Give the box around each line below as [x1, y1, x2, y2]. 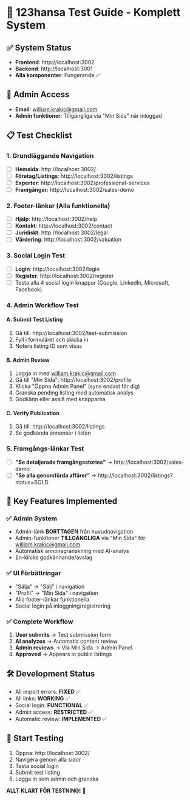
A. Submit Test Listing [6, 316, 63, 324]
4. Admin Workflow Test [6, 300, 79, 309]
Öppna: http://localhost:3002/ [15, 749, 90, 756]
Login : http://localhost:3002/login [15, 265, 100, 273]
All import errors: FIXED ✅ [15, 688, 81, 695]
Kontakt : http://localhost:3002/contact [15, 222, 112, 229]
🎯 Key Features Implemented [6, 496, 117, 506]
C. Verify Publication [6, 409, 59, 416]
